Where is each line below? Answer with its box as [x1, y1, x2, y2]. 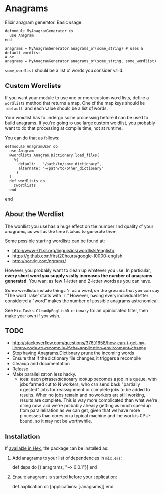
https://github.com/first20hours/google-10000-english [12, 253, 123, 259]
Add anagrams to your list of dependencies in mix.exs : [12, 455, 122, 461]
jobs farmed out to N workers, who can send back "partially [19, 381, 141, 387]
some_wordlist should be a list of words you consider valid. [5, 67, 124, 73]
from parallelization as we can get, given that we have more [19, 407, 140, 413]
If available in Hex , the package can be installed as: [5, 445, 109, 451]
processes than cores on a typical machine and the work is [19, 413, 139, 419]
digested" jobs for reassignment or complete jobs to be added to [19, 387, 150, 393]
